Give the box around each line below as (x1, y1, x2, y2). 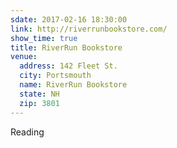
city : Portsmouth (19, 71, 92, 81)
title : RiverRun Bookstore (10, 42, 123, 53)
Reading (10, 126, 45, 138)
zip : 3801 (19, 98, 60, 108)
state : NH (19, 89, 60, 99)
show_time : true (10, 33, 78, 43)
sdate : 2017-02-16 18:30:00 (10, 14, 128, 25)
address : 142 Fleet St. (19, 61, 118, 71)
